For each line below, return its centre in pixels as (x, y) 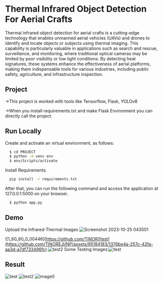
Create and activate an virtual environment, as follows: (60, 143)
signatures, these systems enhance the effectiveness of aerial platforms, (78, 64)
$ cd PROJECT (23, 152)
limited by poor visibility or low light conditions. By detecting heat (71, 58)
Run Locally (23, 131)
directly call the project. (29, 116)
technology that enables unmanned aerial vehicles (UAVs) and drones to (77, 38)
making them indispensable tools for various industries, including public (77, 69)
